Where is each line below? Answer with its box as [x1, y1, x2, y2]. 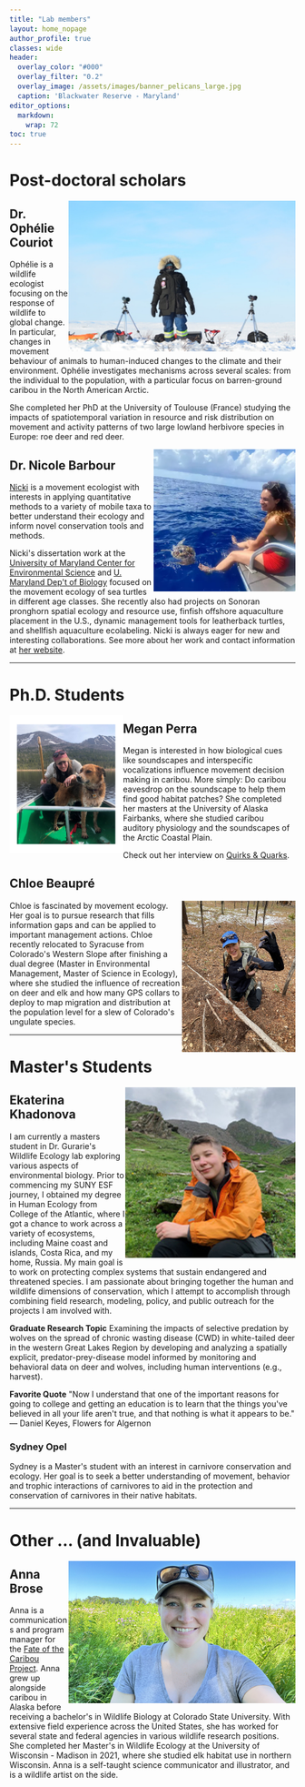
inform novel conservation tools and [9, 520, 144, 531]
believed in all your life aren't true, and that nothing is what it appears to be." [9, 1408, 295, 1418]
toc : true [9, 130, 47, 139]
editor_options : [9, 101, 71, 110]
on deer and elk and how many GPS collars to [9, 987, 180, 998]
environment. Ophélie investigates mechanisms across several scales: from [9, 365, 291, 377]
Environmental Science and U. [9, 567, 123, 578]
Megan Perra [123, 721, 198, 736]
